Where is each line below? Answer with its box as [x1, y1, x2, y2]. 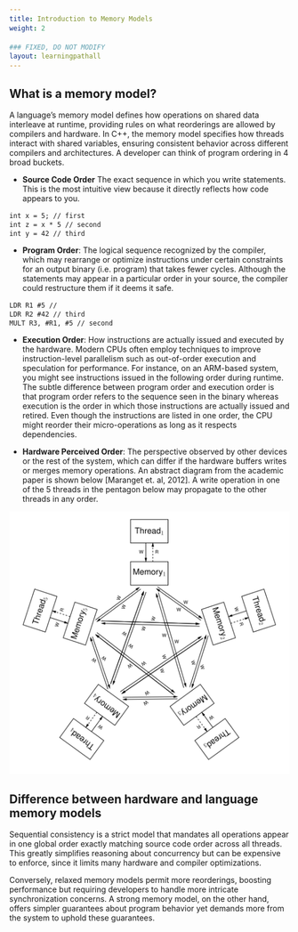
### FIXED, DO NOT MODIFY [9, 43, 105, 52]
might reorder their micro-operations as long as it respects [21, 419, 238, 430]
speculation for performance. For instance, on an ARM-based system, [21, 362, 278, 373]
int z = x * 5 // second [9, 220, 101, 229]
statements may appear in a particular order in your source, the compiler [21, 272, 289, 284]
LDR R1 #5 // [9, 301, 58, 310]
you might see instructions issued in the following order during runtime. [21, 372, 285, 383]
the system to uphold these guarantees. [9, 912, 156, 923]
